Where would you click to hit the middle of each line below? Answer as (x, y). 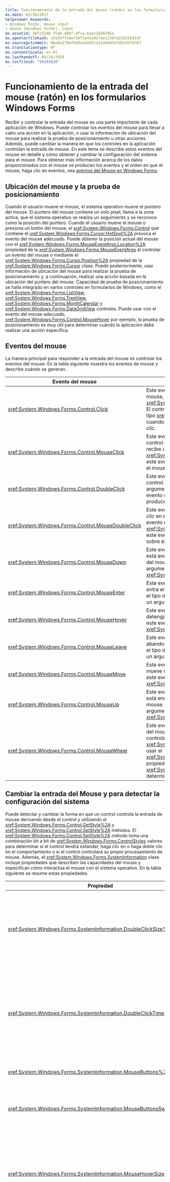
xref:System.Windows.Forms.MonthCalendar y (54, 303)
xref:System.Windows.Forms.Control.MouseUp (64, 704)
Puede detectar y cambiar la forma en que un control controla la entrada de (84, 814)
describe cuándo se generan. (36, 369)
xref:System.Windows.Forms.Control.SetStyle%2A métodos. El (71, 830)
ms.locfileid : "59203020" (32, 62)
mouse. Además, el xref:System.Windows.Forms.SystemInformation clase (82, 857)
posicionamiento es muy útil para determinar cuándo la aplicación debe (80, 325)
